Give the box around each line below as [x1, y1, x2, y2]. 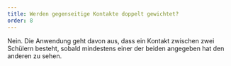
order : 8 [7, 17, 33, 24]
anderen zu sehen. [7, 51, 62, 60]
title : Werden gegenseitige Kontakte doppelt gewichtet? [7, 10, 179, 18]
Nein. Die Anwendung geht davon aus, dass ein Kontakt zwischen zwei [7, 36, 215, 45]
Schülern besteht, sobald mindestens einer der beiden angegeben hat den [7, 44, 225, 53]
